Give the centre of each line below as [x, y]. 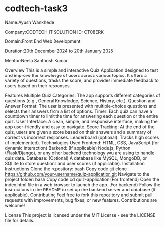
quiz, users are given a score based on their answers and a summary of [78, 132]
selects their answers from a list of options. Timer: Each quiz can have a [79, 111]
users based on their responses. [38, 86]
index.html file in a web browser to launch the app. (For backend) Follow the [83, 184]
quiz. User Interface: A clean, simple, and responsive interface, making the [81, 121]
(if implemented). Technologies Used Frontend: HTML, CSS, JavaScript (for [82, 142]
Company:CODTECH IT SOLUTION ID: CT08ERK [55, 32]
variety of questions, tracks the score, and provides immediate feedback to [82, 80]
